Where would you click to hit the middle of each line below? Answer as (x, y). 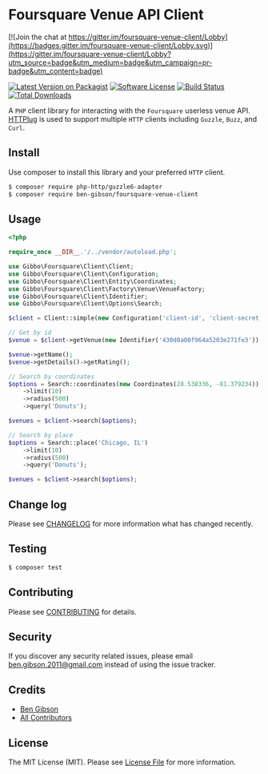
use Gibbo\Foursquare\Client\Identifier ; (78, 296)
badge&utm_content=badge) (56, 71)
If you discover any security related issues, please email (101, 656)
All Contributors (46, 718)
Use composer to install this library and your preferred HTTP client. (117, 172)
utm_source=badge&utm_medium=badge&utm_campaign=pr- (110, 62)
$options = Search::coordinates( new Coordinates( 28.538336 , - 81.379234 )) (134, 384)
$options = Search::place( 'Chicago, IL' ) (78, 442)
